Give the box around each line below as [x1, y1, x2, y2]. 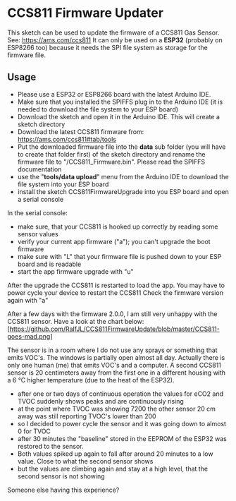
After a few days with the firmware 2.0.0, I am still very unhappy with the [7, 309, 218, 318]
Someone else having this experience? [7, 485, 120, 494]
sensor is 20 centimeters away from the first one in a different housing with [7, 368, 226, 377]
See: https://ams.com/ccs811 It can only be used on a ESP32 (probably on [7, 35, 223, 44]
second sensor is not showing [17, 471, 105, 481]
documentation [17, 164, 62, 174]
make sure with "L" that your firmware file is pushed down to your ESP [17, 252, 222, 260]
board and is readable [17, 260, 82, 268]
